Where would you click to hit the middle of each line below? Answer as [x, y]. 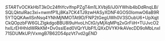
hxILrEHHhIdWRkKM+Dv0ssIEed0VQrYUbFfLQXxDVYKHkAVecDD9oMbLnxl [83, 28]
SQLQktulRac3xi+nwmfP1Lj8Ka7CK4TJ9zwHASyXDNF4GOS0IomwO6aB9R [82, 12]
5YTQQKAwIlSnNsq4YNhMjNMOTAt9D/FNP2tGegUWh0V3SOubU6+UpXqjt [82, 18]
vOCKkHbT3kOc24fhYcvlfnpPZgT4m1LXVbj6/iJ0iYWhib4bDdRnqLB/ [89, 7]
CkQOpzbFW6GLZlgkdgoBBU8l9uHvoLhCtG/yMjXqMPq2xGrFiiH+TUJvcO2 [82, 23]
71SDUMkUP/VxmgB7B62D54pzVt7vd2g [47, 33]
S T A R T [12, 7]
